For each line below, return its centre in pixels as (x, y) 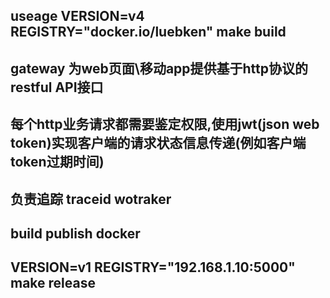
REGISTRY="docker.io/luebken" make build (148, 32)
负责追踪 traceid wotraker (91, 199)
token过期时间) (57, 162)
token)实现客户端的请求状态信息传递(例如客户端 (158, 143)
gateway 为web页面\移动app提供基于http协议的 (159, 68)
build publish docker (75, 233)
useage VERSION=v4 (77, 16)
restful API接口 (57, 87)
